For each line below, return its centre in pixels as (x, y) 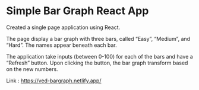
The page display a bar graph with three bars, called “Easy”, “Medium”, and (98, 38)
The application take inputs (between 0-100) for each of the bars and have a (99, 56)
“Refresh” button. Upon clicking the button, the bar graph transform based (97, 63)
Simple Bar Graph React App (78, 11)
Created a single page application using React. (63, 27)
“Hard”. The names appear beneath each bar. (61, 45)
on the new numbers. (32, 69)
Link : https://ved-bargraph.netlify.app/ (54, 81)
